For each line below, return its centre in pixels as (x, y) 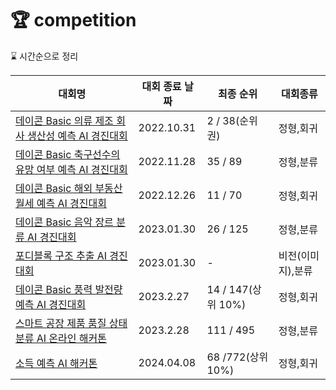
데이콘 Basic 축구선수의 (68, 154)
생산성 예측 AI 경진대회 (77, 135)
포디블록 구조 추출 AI (61, 255)
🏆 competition (73, 20)
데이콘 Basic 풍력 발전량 (69, 289)
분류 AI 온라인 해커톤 (61, 338)
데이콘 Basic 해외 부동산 (69, 188)
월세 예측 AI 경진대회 (61, 203)
